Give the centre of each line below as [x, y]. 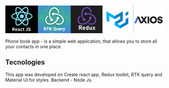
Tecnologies [25, 63]
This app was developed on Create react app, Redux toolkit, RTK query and [84, 74]
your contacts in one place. [34, 47]
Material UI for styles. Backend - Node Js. [49, 80]
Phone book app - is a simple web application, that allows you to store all [81, 41]
